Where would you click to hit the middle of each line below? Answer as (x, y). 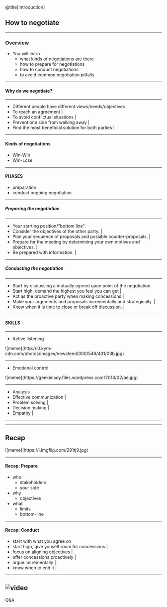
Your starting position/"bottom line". (49, 226)
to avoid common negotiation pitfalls (57, 75)
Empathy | (23, 413)
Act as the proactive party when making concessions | (68, 296)
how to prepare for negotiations (52, 64)
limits (25, 509)
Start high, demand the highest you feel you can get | (67, 291)
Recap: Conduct (22, 530)
